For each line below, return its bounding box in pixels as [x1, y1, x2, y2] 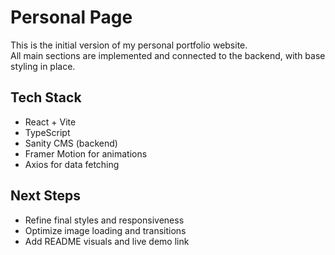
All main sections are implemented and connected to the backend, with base [10, 49, 326, 61]
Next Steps [10, 187, 81, 205]
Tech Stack [10, 89, 82, 106]
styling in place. [10, 60, 76, 72]
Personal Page [10, 6, 133, 29]
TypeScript [24, 126, 71, 138]
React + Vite [24, 116, 77, 128]
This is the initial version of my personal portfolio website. [10, 39, 248, 51]
